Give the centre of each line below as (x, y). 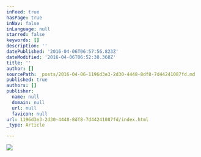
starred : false (26, 35)
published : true (27, 80)
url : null (24, 108)
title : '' (19, 63)
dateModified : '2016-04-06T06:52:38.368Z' (61, 57)
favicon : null (30, 114)
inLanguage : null (28, 29)
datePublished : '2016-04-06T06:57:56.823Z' (63, 52)
